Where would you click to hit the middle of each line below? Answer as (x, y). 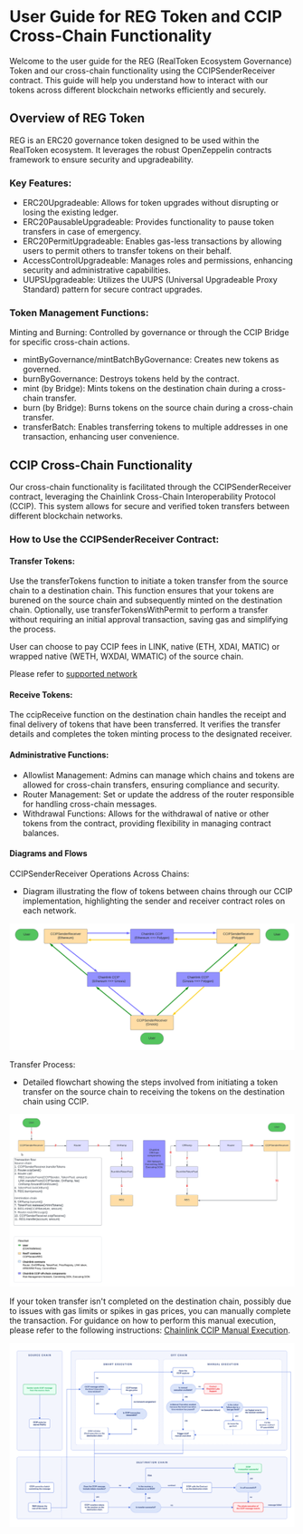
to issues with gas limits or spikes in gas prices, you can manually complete (150, 1311)
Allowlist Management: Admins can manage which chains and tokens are (158, 775)
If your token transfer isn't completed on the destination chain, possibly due (151, 1301)
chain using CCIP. (56, 1101)
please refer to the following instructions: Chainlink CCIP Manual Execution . (150, 1330)
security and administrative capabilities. (97, 270)
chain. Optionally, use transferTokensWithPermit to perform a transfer (139, 610)
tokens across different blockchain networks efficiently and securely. (138, 90)
